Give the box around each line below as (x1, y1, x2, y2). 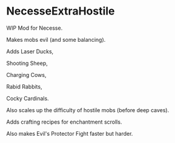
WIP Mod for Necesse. (6, 24, 63, 32)
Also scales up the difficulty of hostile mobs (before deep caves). (6, 106, 170, 113)
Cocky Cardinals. (6, 95, 50, 102)
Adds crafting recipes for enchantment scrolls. (6, 118, 122, 125)
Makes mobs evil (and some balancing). (6, 36, 106, 43)
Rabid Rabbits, (6, 83, 42, 90)
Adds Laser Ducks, (6, 47, 54, 55)
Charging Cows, (6, 71, 47, 78)
